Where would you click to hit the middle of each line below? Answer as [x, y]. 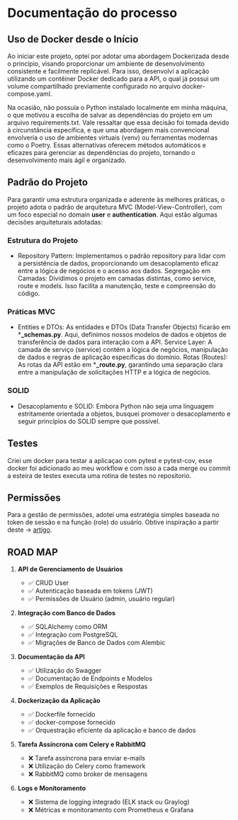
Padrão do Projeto [48, 182]
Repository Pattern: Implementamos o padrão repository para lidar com [121, 256]
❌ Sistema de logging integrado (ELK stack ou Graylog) [109, 802]
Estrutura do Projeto [43, 240]
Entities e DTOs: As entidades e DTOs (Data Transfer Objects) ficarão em [124, 327]
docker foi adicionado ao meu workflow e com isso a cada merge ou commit [119, 468]
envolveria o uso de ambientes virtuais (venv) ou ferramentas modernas [113, 137]
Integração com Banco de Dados [66, 613]
